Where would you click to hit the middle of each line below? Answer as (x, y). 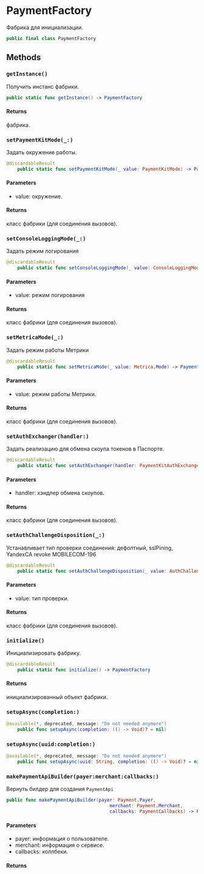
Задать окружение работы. (42, 152)
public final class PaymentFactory (51, 38)
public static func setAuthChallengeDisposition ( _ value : (92, 571)
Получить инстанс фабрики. (43, 86)
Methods (24, 57)
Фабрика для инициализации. (45, 27)
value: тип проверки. (42, 598)
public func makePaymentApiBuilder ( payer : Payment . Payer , (81, 800)
